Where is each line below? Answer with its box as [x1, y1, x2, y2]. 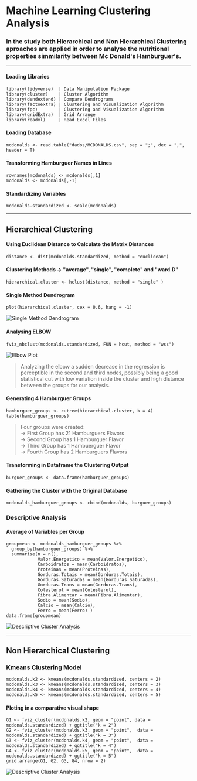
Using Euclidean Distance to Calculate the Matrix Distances [6, 241, 154, 248]
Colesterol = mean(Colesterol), [37, 587, 117, 593]
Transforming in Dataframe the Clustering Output [6, 462, 129, 469]
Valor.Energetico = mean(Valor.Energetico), [37, 557, 148, 562]
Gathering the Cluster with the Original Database [6, 487, 128, 494]
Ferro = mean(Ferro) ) [37, 608, 93, 613]
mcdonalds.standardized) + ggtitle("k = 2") [6, 722, 117, 728]
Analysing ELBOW [6, 328, 52, 335]
